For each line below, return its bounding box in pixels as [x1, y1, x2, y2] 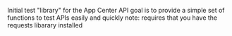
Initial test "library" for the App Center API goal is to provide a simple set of [7, 6, 225, 14]
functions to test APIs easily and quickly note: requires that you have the [7, 13, 218, 22]
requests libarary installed [7, 21, 83, 29]
